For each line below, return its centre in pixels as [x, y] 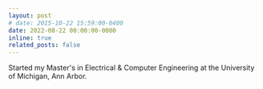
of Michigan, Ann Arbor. [48, 76]
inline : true [30, 38]
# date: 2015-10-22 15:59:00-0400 [66, 23]
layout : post [30, 15]
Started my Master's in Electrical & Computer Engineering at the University [131, 68]
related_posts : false [45, 45]
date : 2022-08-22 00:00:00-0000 [62, 30]
